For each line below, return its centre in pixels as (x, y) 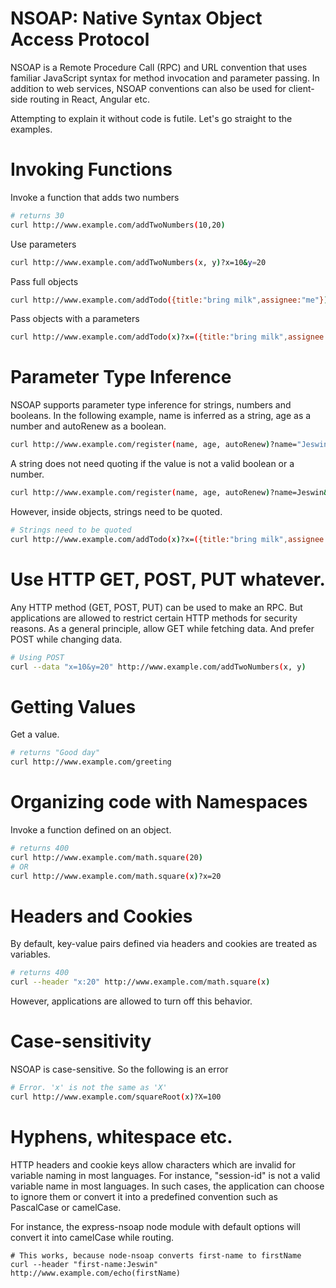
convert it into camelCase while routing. (92, 1237)
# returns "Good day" (55, 753)
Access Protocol (80, 39)
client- (301, 88)
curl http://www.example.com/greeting (91, 762)
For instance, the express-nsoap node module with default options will (155, 1226)
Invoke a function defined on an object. (91, 830)
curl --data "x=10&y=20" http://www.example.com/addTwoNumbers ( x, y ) (158, 667)
